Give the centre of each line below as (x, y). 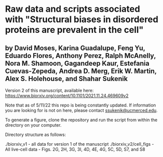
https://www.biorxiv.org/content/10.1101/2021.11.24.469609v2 (67, 96)
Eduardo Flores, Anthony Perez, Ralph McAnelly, (81, 56)
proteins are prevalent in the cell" (74, 30)
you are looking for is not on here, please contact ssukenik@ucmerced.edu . (81, 110)
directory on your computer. (33, 125)
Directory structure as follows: (35, 134)
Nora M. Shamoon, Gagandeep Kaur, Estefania (77, 63)
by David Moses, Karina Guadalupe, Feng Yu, (75, 48)
